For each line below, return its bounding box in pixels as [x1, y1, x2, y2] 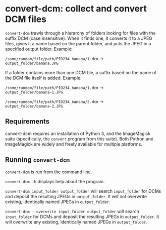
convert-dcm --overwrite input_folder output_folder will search [5, 208, 140, 214]
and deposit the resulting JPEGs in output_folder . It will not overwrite [5, 193, 147, 199]
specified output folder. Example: [5, 46, 73, 52]
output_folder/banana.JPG [5, 61, 58, 66]
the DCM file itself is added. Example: [5, 75, 82, 81]
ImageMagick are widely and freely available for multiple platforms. [5, 141, 143, 147]
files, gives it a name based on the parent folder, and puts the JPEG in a [5, 40, 151, 46]
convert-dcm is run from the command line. [5, 169, 92, 175]
